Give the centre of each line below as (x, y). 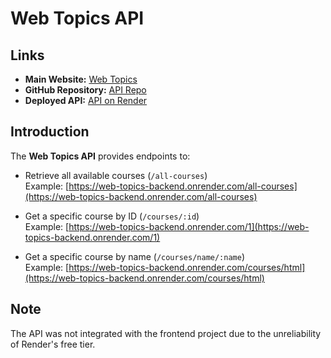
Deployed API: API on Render (86, 100)
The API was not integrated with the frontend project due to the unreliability (166, 333)
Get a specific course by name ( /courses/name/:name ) (135, 256)
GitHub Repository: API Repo (85, 90)
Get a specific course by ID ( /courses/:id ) (112, 216)
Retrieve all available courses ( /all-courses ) (116, 175)
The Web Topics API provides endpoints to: (100, 156)
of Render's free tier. (53, 344)
